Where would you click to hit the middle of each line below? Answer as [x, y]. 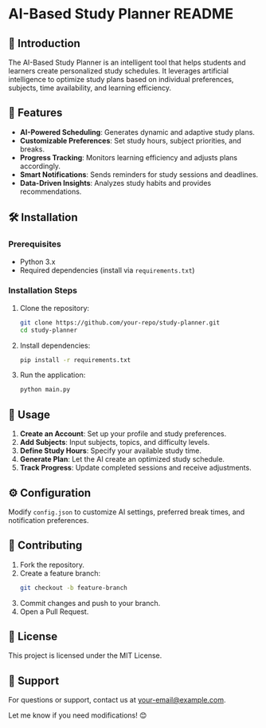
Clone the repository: [55, 308]
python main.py [45, 390]
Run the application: [53, 375]
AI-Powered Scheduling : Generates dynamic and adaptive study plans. [137, 132]
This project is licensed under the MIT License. [85, 655]
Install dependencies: [55, 345]
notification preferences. [49, 520]
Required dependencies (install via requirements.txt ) [107, 270]
